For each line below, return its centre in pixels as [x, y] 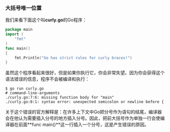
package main [19, 30]
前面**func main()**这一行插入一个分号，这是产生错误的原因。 [84, 124]
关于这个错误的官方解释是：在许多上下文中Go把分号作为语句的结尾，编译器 [83, 112]
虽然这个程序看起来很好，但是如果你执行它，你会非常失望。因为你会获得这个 [85, 73]
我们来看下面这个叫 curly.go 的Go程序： [46, 20]
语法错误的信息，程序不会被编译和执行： [47, 79]
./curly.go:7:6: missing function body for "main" [60, 98]
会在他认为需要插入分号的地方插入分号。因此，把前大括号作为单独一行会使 [83, 118]
